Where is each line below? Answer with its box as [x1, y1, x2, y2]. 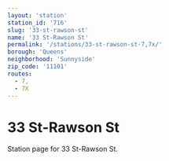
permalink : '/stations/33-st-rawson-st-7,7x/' [7, 41, 163, 49]
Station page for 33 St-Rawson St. [7, 145, 119, 154]
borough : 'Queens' [7, 48, 68, 56]
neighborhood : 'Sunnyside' [7, 56, 96, 64]
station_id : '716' [7, 19, 68, 27]
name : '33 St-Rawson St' [7, 33, 89, 42]
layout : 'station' [7, 11, 68, 20]
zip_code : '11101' [7, 63, 68, 71]
